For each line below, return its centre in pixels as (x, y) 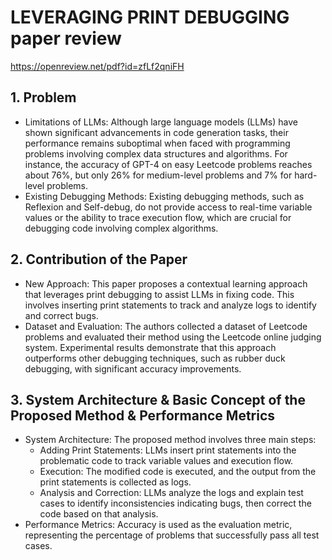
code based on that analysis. (99, 514)
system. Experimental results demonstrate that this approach (150, 347)
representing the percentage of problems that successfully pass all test (172, 535)
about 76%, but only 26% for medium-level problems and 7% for (158, 175)
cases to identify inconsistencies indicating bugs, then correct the (175, 503)
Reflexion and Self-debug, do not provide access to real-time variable (168, 207)
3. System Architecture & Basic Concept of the (158, 399)
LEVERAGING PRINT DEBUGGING (150, 17)
